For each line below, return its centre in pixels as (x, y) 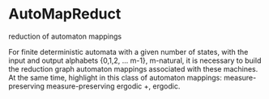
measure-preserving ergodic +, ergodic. (113, 86)
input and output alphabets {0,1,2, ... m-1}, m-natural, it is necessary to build (135, 60)
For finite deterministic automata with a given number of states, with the (128, 52)
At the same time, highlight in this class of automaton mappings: (115, 77)
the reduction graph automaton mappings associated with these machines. (133, 68)
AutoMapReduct (65, 14)
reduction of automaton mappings (65, 36)
